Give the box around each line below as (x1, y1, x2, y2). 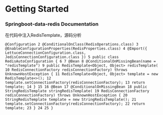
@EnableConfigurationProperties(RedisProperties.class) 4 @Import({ (5, 46, 147, 51)
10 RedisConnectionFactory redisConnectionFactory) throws (5, 67, 128, 72)
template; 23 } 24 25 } (5, 106, 54, 111)
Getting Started (5, 3, 69, 15)
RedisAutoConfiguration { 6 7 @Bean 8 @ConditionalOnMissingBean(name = (5, 59, 156, 64)
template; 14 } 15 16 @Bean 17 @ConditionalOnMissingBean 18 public (5, 84, 147, 89)
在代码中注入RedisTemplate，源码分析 (5, 33, 82, 38)
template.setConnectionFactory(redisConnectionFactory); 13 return (5, 80, 145, 85)
